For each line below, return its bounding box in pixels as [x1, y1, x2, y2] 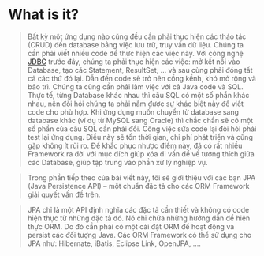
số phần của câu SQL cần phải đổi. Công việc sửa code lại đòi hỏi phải [27, 124, 257, 134]
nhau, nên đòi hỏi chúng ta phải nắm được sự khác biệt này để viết [27, 99, 244, 108]
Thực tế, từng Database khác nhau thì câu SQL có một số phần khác [27, 90, 250, 100]
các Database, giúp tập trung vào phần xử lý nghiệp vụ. [27, 157, 208, 167]
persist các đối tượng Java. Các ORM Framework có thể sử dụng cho [27, 230, 252, 239]
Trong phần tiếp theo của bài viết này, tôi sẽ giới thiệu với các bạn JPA [27, 172, 256, 183]
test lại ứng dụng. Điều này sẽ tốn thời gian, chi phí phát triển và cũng [27, 132, 254, 141]
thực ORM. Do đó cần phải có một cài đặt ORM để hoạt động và [27, 221, 235, 231]
